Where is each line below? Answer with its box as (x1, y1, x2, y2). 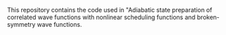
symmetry (7, 21, 36, 28)
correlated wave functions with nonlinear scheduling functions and (7, 13, 196, 21)
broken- (197, 13, 220, 21)
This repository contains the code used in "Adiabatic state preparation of (7, 6, 212, 14)
